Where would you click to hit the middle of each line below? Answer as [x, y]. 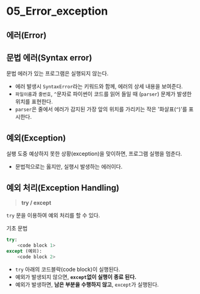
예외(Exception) [36, 138]
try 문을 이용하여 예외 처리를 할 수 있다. [53, 215]
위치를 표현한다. [34, 102]
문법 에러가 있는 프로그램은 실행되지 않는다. [57, 74]
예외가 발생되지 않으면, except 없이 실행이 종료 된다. [76, 277]
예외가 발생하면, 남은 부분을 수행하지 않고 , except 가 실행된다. [87, 284]
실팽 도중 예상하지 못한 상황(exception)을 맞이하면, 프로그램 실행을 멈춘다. [94, 154]
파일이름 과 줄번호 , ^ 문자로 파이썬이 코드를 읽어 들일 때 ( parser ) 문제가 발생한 [103, 94]
